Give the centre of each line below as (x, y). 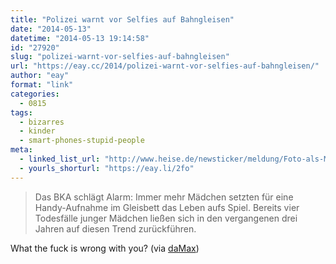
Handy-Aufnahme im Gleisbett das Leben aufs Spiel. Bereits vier (167, 207)
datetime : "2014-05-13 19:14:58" (80, 38)
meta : (21, 150)
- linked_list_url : (60, 159)
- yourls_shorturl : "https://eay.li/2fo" (107, 168)
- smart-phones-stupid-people (82, 141)
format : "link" (42, 85)
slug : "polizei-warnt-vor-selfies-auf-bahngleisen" (120, 57)
